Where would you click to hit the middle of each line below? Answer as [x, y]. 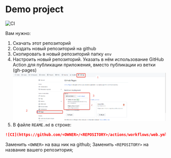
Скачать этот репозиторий [42, 43]
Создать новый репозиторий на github [54, 48]
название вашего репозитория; [39, 150]
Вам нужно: [18, 33]
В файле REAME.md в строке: [42, 125]
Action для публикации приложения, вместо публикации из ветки [84, 65]
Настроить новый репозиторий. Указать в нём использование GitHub [88, 59]
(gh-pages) [25, 70]
